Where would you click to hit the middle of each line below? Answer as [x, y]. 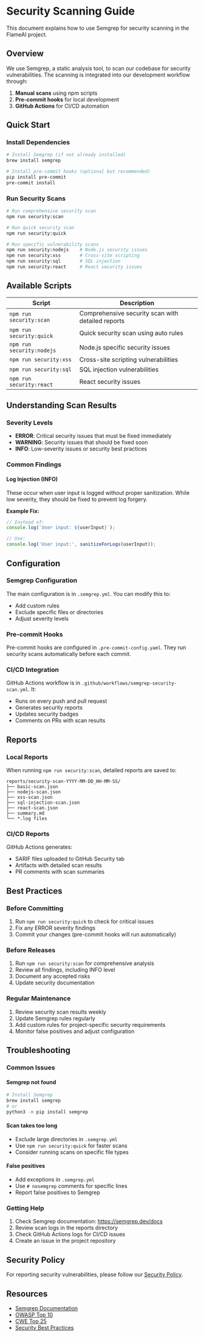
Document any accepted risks [53, 976]
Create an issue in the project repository [66, 1241]
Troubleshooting [39, 1050]
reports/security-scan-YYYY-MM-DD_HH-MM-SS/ [63, 782]
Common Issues [31, 1067]
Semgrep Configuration [42, 581]
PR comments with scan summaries [60, 872]
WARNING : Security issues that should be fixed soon [81, 443]
